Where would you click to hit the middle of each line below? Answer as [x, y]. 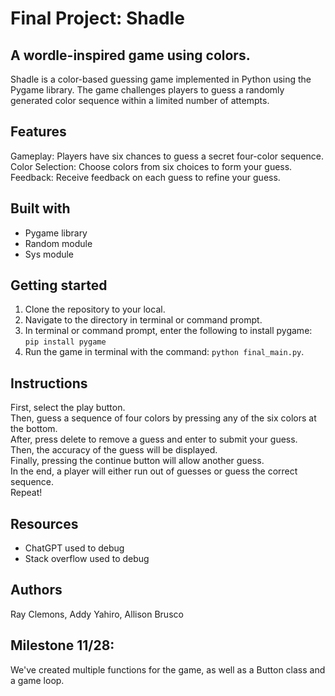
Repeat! [26, 493]
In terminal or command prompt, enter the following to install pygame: [168, 331]
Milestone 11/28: [62, 645]
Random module [58, 243]
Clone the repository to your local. [95, 309]
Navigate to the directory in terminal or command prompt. [143, 320]
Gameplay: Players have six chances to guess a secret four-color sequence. [167, 156]
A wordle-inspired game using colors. [130, 55]
